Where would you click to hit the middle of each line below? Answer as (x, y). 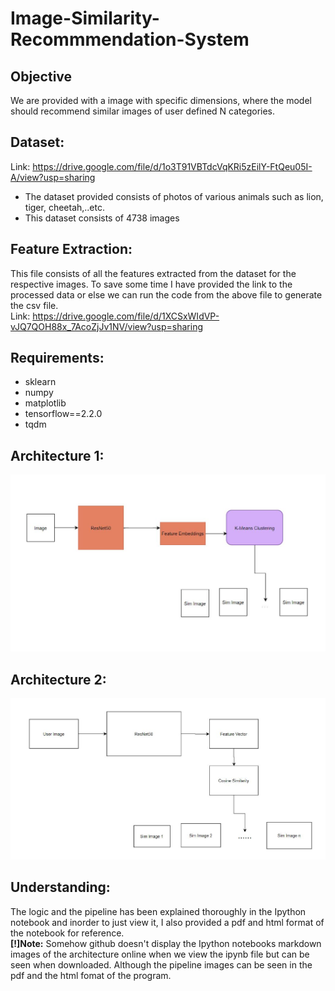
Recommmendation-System (130, 39)
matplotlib (45, 403)
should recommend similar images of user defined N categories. (143, 111)
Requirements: (57, 358)
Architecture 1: (57, 455)
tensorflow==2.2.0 (63, 414)
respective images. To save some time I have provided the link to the (151, 284)
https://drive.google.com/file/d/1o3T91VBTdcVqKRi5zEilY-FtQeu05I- (172, 166)
